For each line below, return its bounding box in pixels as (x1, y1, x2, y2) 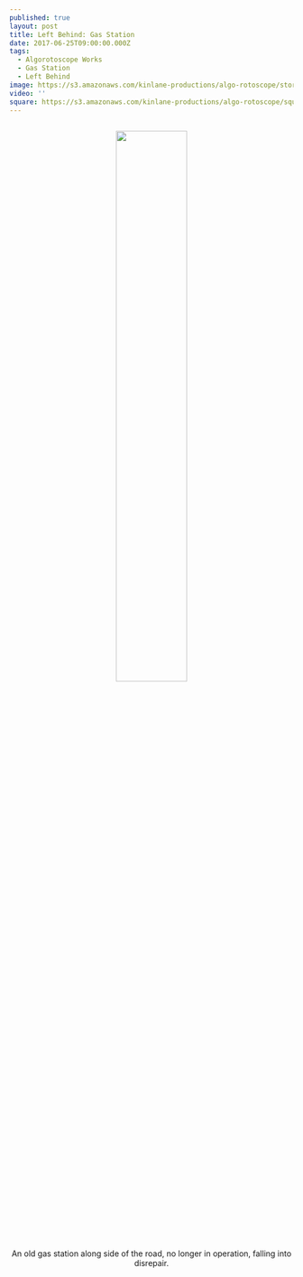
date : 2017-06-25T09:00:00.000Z (9, 38, 131, 48)
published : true (9, 13, 70, 23)
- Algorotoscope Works (17, 55, 103, 64)
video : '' (9, 89, 47, 98)
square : (9, 97, 39, 107)
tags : (9, 47, 30, 56)
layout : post (9, 22, 59, 31)
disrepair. (133, 1258, 170, 1269)
